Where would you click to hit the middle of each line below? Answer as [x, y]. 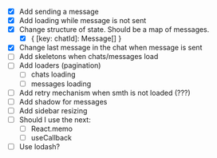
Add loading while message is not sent [83, 21]
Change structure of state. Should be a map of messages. [114, 30]
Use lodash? [39, 146]
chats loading [53, 74]
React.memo [52, 128]
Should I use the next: [55, 120]
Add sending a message [59, 12]
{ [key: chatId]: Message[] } [76, 38]
